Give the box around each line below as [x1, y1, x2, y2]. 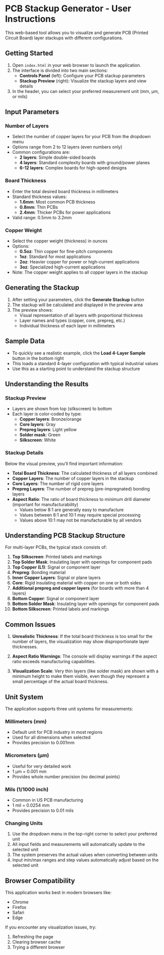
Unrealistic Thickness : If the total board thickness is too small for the [12, 634, 153, 639]
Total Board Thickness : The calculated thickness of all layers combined [12, 470, 158, 476]
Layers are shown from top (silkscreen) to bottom [12, 406, 112, 412]
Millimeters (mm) [5, 718, 47, 725]
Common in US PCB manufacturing [12, 797, 83, 803]
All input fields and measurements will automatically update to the [12, 841, 145, 847]
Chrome [12, 899, 29, 905]
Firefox [12, 904, 27, 910]
